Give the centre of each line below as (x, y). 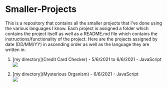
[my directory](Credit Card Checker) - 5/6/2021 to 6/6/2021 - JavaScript (87, 59)
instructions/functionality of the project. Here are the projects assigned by (81, 39)
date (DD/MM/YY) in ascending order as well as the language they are (77, 44)
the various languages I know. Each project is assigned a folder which (77, 28)
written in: (15, 49)
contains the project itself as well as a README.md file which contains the (81, 33)
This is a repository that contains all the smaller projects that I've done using (84, 23)
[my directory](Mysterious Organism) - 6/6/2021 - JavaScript (75, 74)
